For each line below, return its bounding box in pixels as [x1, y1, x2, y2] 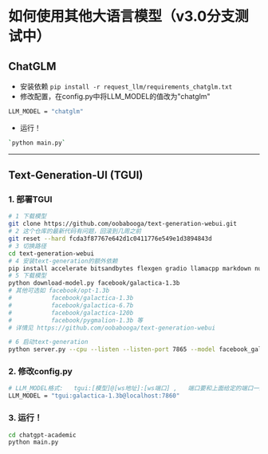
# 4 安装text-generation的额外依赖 [8, 257, 118, 265]
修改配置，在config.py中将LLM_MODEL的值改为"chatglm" [19, 92, 211, 101]
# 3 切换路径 [8, 242, 47, 250]
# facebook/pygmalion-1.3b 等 [8, 316, 144, 324]
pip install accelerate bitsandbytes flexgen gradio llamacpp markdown [8, 264, 251, 272]
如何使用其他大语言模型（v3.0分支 [8, 7, 235, 26]
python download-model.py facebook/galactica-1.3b [8, 279, 180, 287]
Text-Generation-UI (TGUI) [8, 168, 144, 182]
